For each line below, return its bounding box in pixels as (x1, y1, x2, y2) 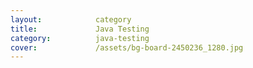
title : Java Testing (10, 24, 150, 34)
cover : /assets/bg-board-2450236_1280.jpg (10, 42, 244, 53)
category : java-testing (10, 33, 150, 43)
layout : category (10, 14, 132, 25)
